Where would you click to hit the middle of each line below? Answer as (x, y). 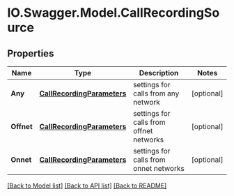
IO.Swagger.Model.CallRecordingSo (114, 13)
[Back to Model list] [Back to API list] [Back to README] (87, 186)
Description (159, 73)
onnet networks (159, 168)
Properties (31, 53)
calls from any (156, 93)
